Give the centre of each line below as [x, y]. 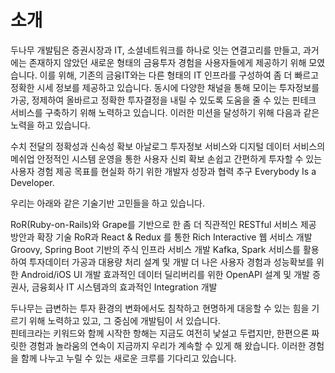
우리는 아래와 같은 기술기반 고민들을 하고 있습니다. [108, 203]
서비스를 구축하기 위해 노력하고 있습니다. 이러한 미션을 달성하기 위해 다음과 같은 [165, 112]
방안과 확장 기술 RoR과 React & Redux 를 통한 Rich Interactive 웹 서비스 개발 [161, 237]
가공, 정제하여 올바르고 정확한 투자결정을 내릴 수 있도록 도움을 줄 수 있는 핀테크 [163, 100]
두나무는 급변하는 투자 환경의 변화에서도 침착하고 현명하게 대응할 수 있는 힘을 [160, 308]
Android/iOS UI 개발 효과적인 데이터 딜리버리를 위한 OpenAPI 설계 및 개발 [165, 274]
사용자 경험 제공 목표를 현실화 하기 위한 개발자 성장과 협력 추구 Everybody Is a [163, 171]
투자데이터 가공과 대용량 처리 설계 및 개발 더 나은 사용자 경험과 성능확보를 [171, 262]
